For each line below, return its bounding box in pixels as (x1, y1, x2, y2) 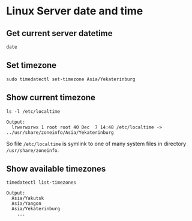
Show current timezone (6, 92, 96, 103)
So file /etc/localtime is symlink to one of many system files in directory (6, 140, 187, 147)
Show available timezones (6, 164, 106, 174)
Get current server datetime (6, 28, 113, 38)
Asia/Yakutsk (11, 195, 44, 202)
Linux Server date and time (6, 4, 143, 18)
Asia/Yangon (11, 201, 42, 207)
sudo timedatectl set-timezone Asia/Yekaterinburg (6, 76, 136, 82)
